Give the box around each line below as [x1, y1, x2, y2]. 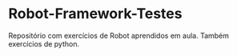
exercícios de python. [8, 39, 80, 48]
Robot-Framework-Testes [8, 5, 183, 23]
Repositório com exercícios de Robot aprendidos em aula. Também [8, 31, 230, 40]
